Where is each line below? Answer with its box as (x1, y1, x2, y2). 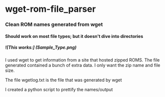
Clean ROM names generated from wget (5, 21, 103, 28)
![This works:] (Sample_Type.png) (5, 44, 77, 50)
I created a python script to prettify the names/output (5, 86, 113, 92)
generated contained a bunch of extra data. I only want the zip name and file (5, 62, 161, 68)
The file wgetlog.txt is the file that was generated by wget (5, 77, 122, 83)
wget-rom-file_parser (5, 3, 96, 15)
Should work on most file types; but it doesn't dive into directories (5, 33, 144, 39)
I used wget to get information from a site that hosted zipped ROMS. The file (5, 57, 160, 63)
